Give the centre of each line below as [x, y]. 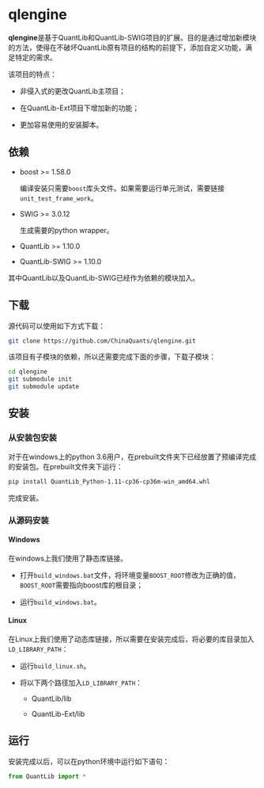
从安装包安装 [33, 438]
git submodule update [44, 387]
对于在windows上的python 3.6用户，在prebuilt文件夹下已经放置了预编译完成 [132, 457]
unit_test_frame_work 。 [58, 198]
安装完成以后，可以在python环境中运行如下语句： [89, 761]
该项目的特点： [32, 74]
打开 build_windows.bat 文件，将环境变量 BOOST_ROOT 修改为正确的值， [130, 575]
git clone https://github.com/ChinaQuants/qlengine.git [102, 341]
